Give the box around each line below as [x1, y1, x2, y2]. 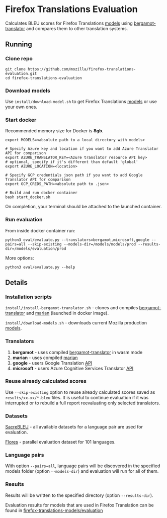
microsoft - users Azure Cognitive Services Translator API [12, 365, 134, 371]
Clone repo [5, 55, 33, 62]
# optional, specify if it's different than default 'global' [5, 159, 138, 164]
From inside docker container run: [5, 227, 75, 233]
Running [5, 40, 33, 49]
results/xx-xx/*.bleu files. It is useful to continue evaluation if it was [5, 394, 149, 400]
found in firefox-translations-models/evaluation [5, 507, 103, 513]
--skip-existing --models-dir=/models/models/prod [27, 241, 136, 247]
